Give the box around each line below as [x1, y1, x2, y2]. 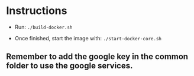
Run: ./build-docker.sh [14, 23, 73, 30]
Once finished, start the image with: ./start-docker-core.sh [14, 34, 161, 42]
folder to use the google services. [6, 61, 133, 71]
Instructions [6, 4, 67, 18]
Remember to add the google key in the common [6, 51, 188, 62]
